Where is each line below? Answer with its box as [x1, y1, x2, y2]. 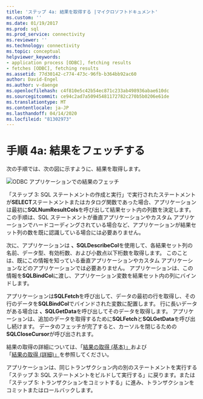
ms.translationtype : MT [6, 99, 67, 105]
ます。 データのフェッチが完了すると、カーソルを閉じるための [22, 323, 177, 330]
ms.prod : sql [6, 25, 39, 32]
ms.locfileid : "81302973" [6, 116, 72, 122]
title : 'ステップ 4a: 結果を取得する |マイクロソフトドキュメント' [6, 8, 158, 15]
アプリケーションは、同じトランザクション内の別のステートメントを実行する [6, 364, 198, 371]
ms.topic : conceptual [6, 49, 61, 55]
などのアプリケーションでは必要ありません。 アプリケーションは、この [16, 264, 193, 272]
